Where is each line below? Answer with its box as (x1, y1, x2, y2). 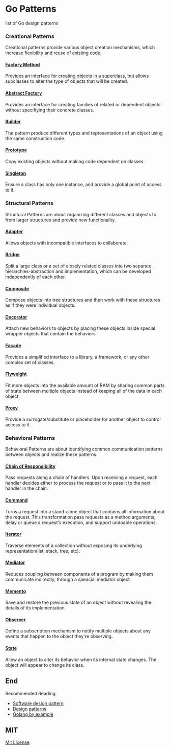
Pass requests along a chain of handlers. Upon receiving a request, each (5, 474, 158, 481)
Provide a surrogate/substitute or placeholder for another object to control (5, 416, 161, 422)
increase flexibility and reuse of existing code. (5, 50, 102, 56)
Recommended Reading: (5, 690, 57, 696)
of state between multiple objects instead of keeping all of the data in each (5, 388, 162, 394)
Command (5, 497, 28, 504)
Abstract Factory (5, 90, 42, 96)
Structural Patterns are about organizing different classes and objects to (5, 211, 157, 217)
